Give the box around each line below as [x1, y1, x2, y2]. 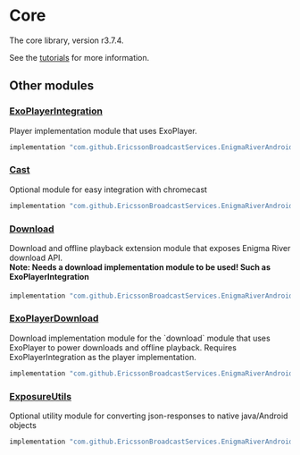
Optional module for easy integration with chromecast [9, 184, 208, 195]
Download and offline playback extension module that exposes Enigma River [9, 242, 291, 253]
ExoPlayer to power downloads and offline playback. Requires [9, 341, 237, 353]
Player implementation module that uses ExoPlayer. [9, 125, 198, 136]
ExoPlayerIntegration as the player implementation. [9, 351, 196, 362]
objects [9, 419, 37, 430]
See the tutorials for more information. [9, 52, 150, 63]
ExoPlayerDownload [9, 312, 99, 324]
